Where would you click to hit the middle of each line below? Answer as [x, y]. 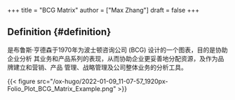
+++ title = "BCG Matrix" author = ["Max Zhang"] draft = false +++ [103, 10]
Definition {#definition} [59, 32]
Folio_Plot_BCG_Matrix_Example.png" [62, 88]
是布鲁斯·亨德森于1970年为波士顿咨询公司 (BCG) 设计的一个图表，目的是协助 [117, 50]
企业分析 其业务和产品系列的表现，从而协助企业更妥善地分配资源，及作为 [113, 58]
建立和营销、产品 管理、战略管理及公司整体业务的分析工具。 [100, 67]
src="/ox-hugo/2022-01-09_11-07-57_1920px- [102, 81]
